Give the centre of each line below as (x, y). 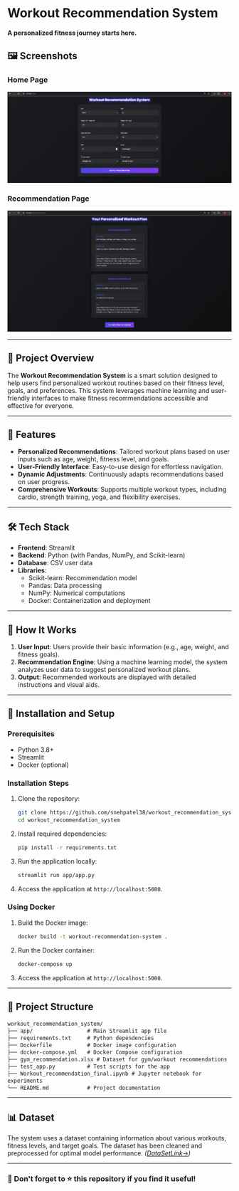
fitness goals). (38, 655)
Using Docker (31, 907)
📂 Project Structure (51, 1006)
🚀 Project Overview (51, 358)
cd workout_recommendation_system (69, 820)
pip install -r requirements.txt (67, 848)
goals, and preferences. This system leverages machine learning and (108, 390)
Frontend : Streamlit (46, 548)
